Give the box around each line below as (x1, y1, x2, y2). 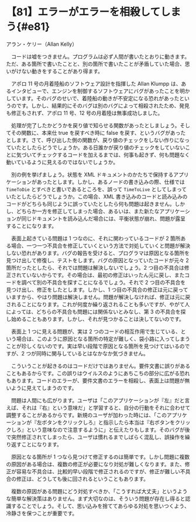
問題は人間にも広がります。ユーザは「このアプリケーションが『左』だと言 (11, 396, 190, 404)
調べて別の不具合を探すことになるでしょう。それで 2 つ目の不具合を (21, 279, 186, 286)
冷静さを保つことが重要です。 (6, 510, 78, 517)
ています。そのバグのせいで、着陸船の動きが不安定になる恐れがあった (11, 94, 180, 101)
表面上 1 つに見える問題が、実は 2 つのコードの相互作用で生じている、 (11, 328, 181, 335)
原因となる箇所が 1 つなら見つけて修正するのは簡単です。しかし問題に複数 (11, 453, 190, 460)
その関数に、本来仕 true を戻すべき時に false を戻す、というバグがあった (11, 129, 186, 136)
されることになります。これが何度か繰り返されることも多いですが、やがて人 (6, 300, 190, 308)
